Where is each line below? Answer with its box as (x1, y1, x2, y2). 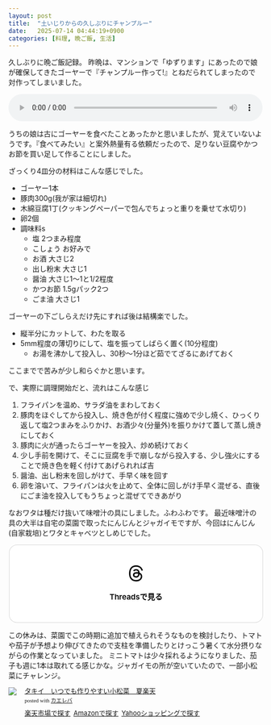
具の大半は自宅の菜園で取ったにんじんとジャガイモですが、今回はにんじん (8, 518, 256, 528)
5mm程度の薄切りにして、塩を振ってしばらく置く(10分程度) (19, 339, 219, 348)
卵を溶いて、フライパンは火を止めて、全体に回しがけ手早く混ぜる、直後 (19, 481, 261, 490)
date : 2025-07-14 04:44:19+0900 (8, 27, 125, 35)
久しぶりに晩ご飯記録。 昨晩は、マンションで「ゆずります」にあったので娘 (8, 57, 258, 67)
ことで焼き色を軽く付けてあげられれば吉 (19, 460, 155, 470)
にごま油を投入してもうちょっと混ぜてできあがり (19, 491, 183, 501)
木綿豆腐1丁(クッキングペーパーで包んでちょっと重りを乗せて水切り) (19, 203, 247, 214)
